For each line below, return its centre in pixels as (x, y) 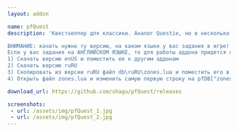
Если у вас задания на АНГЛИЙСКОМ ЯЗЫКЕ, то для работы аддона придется (117, 53)
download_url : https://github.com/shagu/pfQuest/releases (95, 91)
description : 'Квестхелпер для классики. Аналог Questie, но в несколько (119, 33)
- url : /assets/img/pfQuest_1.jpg (61, 111)
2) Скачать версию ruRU (42, 66)
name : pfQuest (28, 26)
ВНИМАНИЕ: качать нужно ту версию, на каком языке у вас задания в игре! (119, 46)
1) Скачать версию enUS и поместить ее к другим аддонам (93, 59)
